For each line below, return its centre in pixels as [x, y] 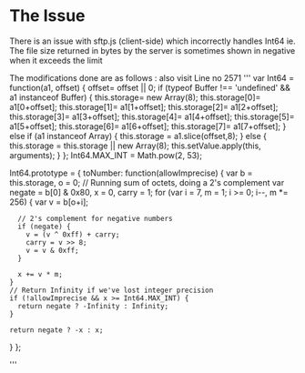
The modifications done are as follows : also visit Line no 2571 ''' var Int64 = [152, 77]
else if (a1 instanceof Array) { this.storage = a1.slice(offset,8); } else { [138, 136]
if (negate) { [44, 227]
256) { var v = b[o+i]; [49, 202]
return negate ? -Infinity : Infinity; [93, 306]
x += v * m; [41, 274]
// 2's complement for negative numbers [95, 218]
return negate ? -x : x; [56, 330]
